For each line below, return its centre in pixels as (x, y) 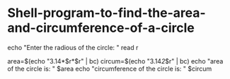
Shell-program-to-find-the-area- (107, 13)
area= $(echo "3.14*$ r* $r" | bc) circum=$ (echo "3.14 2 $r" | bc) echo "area (115, 61)
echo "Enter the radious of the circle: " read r (73, 47)
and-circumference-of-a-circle (101, 28)
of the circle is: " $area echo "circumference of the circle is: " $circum (110, 68)
